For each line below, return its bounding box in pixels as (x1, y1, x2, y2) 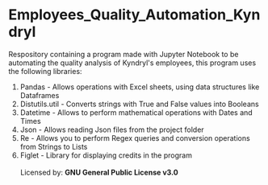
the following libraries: (8, 66, 82, 76)
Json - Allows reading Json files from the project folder (19, 125, 204, 134)
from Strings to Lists (19, 142, 88, 151)
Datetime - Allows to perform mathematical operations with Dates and (19, 107, 253, 117)
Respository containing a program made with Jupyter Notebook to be (8, 49, 239, 59)
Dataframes (19, 90, 60, 100)
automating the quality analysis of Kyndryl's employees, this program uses (8, 58, 257, 68)
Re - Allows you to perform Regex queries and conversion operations (19, 133, 250, 142)
